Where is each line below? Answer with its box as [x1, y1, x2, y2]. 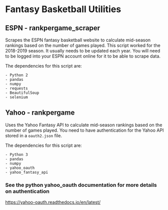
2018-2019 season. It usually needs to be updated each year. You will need [5, 48, 160, 54]
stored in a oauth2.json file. [5, 132, 62, 138]
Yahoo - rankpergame [5, 109, 75, 117]
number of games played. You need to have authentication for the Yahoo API [5, 127, 164, 133]
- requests [5, 86, 28, 91]
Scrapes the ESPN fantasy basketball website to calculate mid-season [5, 37, 151, 43]
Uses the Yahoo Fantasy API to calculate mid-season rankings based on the [5, 122, 162, 128]
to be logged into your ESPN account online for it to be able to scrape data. [5, 53, 161, 59]
